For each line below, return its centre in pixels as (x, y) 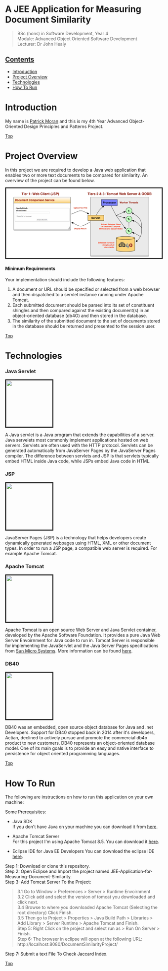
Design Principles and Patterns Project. (64, 126)
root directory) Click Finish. (45, 913)
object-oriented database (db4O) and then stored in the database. (80, 316)
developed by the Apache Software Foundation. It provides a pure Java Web (83, 635)
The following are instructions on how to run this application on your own (80, 797)
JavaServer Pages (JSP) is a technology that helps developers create (76, 537)
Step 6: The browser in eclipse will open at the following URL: (80, 939)
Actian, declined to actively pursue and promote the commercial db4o (76, 738)
